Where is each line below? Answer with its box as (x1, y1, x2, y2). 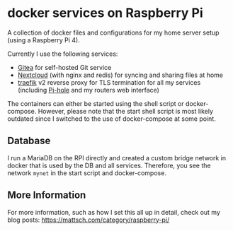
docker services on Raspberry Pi (7, 5, 203, 21)
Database (7, 135, 51, 147)
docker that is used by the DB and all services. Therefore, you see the (7, 161, 211, 170)
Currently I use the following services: (7, 49, 118, 58)
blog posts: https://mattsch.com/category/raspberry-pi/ (7, 215, 170, 224)
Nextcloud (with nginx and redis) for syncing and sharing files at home (17, 71, 223, 79)
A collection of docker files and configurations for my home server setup (7, 28, 220, 37)
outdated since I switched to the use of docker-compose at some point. (7, 114, 216, 123)
